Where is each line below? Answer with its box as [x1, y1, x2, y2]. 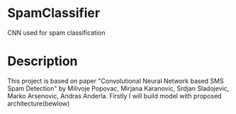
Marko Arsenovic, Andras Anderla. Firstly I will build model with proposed [7, 91, 222, 100]
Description [7, 53, 78, 69]
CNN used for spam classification [7, 28, 106, 37]
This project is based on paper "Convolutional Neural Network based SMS [7, 76, 225, 85]
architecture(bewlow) [7, 99, 70, 108]
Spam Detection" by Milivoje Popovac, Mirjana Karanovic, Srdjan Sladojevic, [7, 84, 230, 93]
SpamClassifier [7, 5, 101, 21]
